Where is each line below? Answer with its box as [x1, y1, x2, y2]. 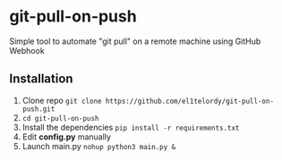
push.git [21, 105, 56, 114]
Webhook [9, 45, 45, 55]
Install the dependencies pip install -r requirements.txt [21, 122, 240, 132]
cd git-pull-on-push [21, 114, 99, 122]
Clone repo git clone [21, 95, 102, 105]
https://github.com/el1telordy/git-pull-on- [105, 97, 275, 105]
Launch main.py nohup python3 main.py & [21, 140, 176, 151]
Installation [9, 72, 73, 87]
